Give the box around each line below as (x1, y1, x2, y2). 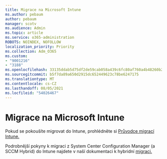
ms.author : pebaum (5, 12, 43, 17)
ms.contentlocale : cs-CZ (5, 81, 57, 86)
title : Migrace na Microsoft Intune (5, 7, 81, 12)
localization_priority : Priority (5, 44, 75, 49)
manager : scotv (5, 21, 37, 26)
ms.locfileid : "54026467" (5, 90, 59, 95)
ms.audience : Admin (5, 26, 46, 31)
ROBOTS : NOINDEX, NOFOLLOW (5, 40, 61, 45)
